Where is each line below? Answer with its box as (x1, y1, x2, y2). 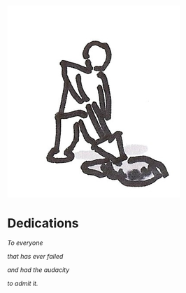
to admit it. (7, 279, 38, 287)
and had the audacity (7, 265, 70, 274)
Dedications (7, 215, 79, 231)
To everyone (7, 238, 43, 247)
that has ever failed (7, 252, 64, 260)
